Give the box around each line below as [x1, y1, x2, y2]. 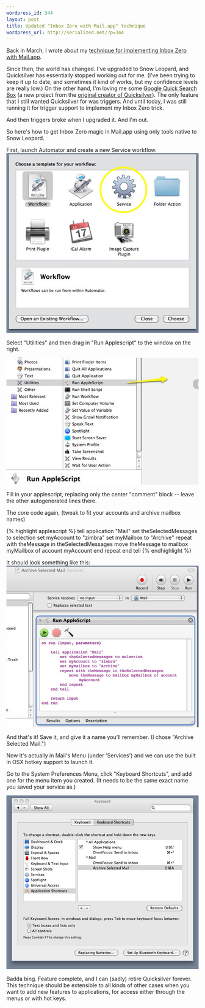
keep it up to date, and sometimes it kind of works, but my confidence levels [6, 78, 198, 86]
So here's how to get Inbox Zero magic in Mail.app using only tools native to [6, 128, 197, 135]
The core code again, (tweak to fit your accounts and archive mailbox [6, 509, 181, 517]
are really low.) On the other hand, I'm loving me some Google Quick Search [6, 85, 197, 92]
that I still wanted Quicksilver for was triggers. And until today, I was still [6, 98, 187, 105]
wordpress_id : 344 [6, 10, 53, 16]
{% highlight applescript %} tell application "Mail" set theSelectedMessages [6, 528, 198, 535]
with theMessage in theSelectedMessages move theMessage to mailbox [6, 540, 189, 548]
